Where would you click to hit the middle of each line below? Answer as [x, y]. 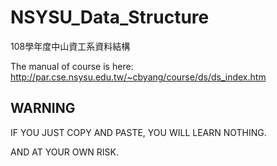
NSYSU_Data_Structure [110, 17]
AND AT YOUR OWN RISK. [64, 152]
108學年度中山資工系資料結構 [70, 46]
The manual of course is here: [72, 66]
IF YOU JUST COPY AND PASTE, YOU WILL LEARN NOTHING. [138, 132]
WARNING [43, 108]
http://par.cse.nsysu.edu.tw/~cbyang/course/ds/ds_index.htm [138, 77]
